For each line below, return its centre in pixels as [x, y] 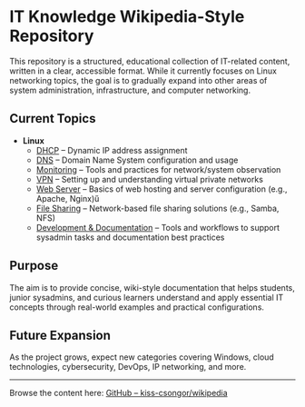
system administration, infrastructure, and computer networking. [130, 90]
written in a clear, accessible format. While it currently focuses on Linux [143, 71]
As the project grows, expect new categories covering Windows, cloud [142, 357]
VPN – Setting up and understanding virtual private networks [149, 179]
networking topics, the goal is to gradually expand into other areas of [138, 80]
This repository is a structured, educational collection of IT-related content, [150, 61]
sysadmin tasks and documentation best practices [130, 237]
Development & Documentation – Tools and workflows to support [157, 227]
